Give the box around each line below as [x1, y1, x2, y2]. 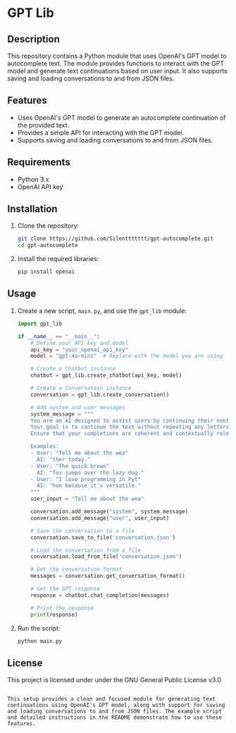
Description [7, 33, 60, 45]
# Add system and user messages [30, 404, 125, 411]
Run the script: [17, 624, 61, 632]
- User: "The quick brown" [30, 462, 110, 470]
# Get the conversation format [30, 566, 123, 573]
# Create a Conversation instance [30, 384, 132, 392]
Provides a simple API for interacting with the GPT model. [17, 128, 185, 137]
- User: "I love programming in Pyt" [30, 475, 141, 483]
